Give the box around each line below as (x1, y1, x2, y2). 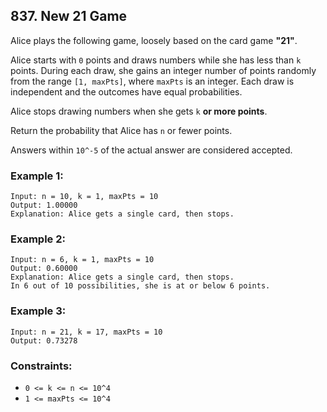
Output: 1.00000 (10, 200, 78, 211)
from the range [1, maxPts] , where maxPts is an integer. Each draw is (10, 75, 295, 87)
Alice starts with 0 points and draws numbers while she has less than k (10, 54, 302, 66)
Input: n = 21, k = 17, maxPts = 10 (10, 327, 163, 337)
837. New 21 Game (10, 8, 128, 25)
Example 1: (10, 169, 64, 183)
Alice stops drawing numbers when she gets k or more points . (10, 105, 268, 117)
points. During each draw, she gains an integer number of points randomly (10, 64, 317, 76)
